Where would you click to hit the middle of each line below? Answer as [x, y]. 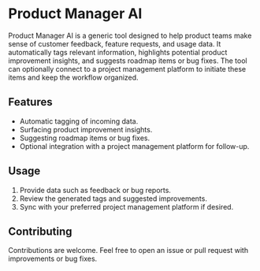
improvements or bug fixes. [53, 259]
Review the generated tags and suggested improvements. [113, 199]
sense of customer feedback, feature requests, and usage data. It [115, 43]
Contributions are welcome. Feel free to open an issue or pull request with [128, 251]
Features [30, 102]
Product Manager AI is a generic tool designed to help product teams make [130, 35]
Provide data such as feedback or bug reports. [95, 190]
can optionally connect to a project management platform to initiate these [127, 69]
